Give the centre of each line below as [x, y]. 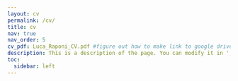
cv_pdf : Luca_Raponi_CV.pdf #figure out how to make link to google [110, 46]
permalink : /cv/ [31, 20]
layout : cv [23, 14]
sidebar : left [34, 66]
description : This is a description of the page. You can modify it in [115, 54]
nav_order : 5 [27, 40]
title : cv [22, 27]
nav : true [22, 33]
